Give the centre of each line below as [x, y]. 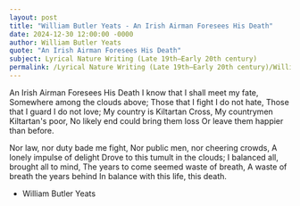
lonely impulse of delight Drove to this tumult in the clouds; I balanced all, [144, 157]
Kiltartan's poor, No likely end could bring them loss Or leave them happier [146, 120]
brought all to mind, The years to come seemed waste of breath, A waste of [148, 167]
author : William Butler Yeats [66, 42]
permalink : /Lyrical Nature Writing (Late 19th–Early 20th [121, 68]
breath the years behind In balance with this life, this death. [118, 176]
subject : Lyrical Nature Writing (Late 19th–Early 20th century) [133, 59]
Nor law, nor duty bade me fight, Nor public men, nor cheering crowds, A [143, 147]
